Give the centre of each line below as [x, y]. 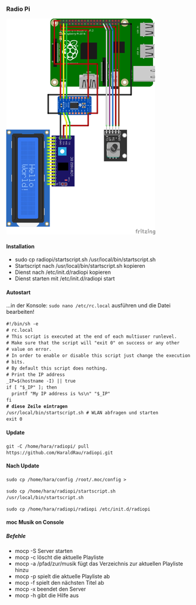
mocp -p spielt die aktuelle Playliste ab [62, 576]
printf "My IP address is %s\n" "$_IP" [61, 394]
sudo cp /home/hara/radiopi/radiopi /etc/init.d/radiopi [78, 509]
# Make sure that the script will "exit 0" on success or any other [93, 343]
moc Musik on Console [35, 522]
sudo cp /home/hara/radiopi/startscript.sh [61, 491]
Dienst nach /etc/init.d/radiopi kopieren [63, 272]
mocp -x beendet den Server [50, 589]
